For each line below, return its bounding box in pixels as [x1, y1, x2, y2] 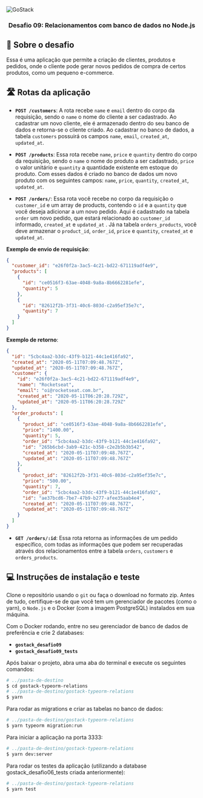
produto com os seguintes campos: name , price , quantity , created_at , [15, 177, 189, 184]
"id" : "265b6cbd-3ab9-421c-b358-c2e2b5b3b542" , [22, 444, 145, 450]
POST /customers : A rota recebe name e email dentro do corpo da [15, 107, 175, 114]
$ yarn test [6, 786, 36, 792]
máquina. [6, 611, 30, 618]
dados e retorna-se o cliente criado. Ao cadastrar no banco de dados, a [15, 126, 195, 133]
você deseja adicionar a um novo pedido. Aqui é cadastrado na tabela [15, 208, 190, 215]
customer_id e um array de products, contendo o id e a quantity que [15, 201, 187, 209]
